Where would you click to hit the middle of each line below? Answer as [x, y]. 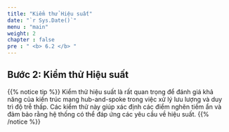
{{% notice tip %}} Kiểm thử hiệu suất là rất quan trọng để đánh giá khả [111, 91]
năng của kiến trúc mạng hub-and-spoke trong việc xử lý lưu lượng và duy [115, 99]
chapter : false [31, 40]
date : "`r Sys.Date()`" [42, 20]
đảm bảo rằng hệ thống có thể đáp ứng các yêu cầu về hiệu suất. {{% [108, 114]
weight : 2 [22, 33]
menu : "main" [28, 27]
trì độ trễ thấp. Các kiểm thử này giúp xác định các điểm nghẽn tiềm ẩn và [115, 107]
